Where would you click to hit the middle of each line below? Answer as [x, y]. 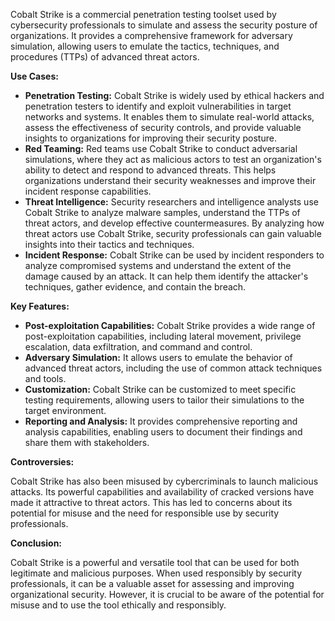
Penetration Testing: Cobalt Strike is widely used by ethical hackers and [174, 95]
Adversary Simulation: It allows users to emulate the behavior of [158, 357]
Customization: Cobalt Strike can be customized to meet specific [160, 389]
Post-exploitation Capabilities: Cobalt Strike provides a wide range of [170, 325]
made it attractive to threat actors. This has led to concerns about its [151, 502]
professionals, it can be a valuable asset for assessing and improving [152, 583]
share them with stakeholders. [87, 442]
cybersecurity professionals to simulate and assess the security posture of [164, 25]
